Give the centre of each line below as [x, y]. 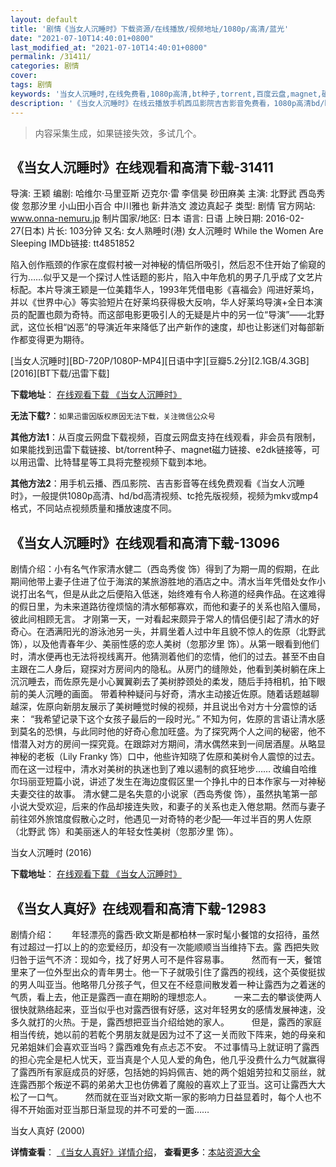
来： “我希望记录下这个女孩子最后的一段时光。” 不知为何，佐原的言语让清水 [163, 719]
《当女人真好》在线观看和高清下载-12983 [138, 908]
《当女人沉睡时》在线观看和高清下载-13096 [145, 542]
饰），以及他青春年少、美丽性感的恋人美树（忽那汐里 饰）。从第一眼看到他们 [165, 644]
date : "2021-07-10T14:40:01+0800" [82, 38]
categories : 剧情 [45, 66]
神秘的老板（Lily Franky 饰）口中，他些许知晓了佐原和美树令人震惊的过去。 [165, 757]
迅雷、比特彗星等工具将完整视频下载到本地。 [119, 462]
